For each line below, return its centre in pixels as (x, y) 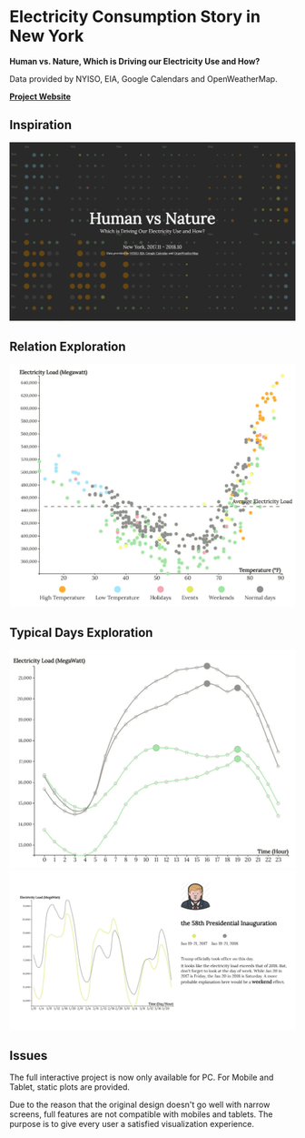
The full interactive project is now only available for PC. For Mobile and (142, 1078)
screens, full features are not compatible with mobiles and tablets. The (142, 1114)
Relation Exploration (68, 346)
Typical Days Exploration (81, 633)
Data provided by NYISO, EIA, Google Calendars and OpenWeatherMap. (144, 78)
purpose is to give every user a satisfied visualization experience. (132, 1124)
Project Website (40, 96)
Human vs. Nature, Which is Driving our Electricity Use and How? (135, 61)
